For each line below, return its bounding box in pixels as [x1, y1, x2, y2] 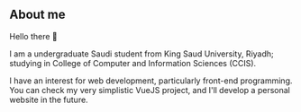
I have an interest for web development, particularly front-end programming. [9, 75, 293, 86]
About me [9, 7, 66, 22]
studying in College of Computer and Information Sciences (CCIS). [9, 57, 257, 68]
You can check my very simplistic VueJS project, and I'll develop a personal [9, 84, 290, 95]
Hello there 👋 [9, 30, 59, 41]
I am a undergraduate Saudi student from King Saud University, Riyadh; [9, 48, 275, 59]
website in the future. [9, 94, 88, 105]
